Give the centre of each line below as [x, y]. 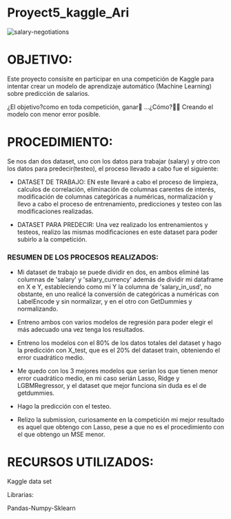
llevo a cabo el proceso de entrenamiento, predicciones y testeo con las [119, 204]
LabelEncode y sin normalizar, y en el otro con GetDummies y [104, 302]
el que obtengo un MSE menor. [61, 434]
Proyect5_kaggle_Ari [68, 13]
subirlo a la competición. [52, 239]
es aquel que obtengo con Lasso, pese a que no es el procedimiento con [120, 427]
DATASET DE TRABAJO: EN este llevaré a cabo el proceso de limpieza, [118, 182]
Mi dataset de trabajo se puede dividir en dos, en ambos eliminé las [113, 272]
